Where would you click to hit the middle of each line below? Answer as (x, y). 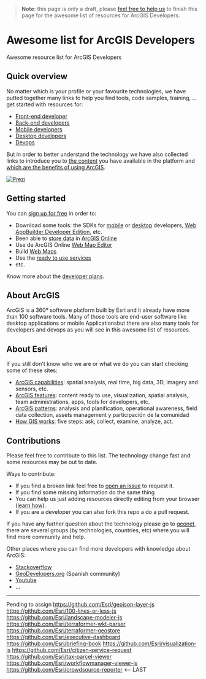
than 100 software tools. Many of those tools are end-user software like (97, 317)
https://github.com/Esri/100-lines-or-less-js (61, 611)
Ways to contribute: (31, 474)
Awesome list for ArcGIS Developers (101, 40)
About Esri (27, 349)
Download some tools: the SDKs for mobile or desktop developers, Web (106, 225)
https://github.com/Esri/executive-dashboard (63, 637)
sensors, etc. (32, 389)
